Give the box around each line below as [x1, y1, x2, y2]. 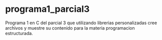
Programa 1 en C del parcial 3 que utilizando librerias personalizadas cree [5, 20, 157, 26]
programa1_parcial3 [5, 3, 90, 15]
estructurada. [5, 30, 34, 36]
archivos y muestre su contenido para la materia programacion [5, 25, 135, 31]
